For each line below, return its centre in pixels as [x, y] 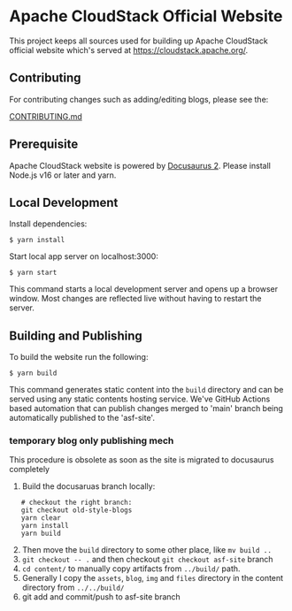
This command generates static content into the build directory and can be [146, 390]
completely [30, 470]
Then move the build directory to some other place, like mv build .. [147, 550]
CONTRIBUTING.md [46, 116]
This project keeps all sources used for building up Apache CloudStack [138, 41]
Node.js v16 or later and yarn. [63, 175]
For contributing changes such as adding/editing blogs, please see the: [139, 99]
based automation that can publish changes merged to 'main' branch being [146, 409]
